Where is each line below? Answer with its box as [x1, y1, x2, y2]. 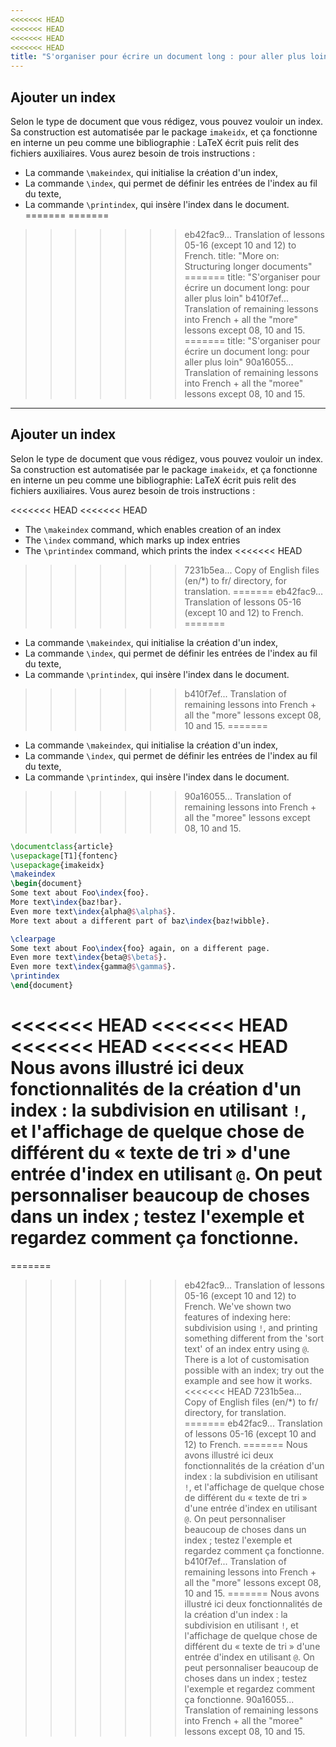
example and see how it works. [184, 1374, 313, 1386]
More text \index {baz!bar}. [10, 897, 123, 907]
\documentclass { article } [10, 841, 114, 851]
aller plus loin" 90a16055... [184, 356, 294, 368]
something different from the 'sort [184, 1332, 325, 1344]
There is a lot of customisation [184, 1353, 310, 1365]
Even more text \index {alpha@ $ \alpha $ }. [10, 906, 177, 916]
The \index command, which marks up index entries [24, 534, 241, 546]
